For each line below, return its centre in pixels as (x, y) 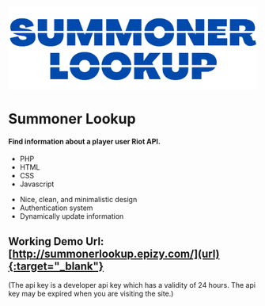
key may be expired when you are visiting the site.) (91, 294)
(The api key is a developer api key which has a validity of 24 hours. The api (132, 285)
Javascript (37, 184)
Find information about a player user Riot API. (84, 141)
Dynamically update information (72, 216)
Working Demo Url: (56, 241)
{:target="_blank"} (56, 266)
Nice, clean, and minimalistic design (78, 200)
